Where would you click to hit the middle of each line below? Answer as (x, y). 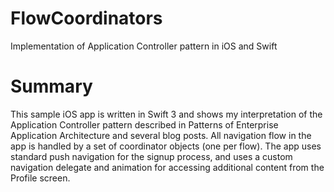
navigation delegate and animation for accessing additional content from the (167, 167)
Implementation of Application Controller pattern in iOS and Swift (144, 46)
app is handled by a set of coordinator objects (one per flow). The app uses (166, 146)
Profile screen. (40, 178)
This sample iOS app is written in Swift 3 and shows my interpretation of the (166, 114)
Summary (51, 86)
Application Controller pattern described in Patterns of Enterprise (144, 124)
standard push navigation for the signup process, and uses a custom (151, 156)
